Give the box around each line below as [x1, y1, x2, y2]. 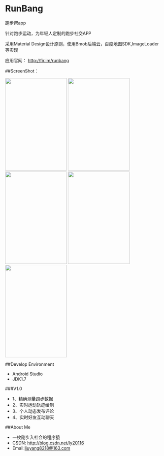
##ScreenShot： [5, 68, 39, 74]
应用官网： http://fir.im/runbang [5, 57, 69, 63]
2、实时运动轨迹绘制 [12, 402, 54, 408]
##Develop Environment [5, 361, 54, 367]
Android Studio [12, 371, 43, 377]
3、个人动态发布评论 [12, 408, 54, 414]
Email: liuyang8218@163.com [12, 445, 70, 451]
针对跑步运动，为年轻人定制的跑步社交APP [5, 30, 92, 36]
